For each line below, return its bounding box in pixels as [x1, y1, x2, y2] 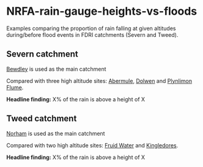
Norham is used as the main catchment [6, 130, 105, 137]
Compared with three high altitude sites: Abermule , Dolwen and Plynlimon [6, 77, 193, 84]
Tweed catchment [6, 114, 77, 124]
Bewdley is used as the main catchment [6, 65, 106, 72]
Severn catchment [6, 49, 78, 60]
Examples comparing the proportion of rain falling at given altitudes [6, 25, 176, 32]
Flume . [6, 83, 24, 91]
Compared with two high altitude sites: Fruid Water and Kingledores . [6, 141, 179, 149]
